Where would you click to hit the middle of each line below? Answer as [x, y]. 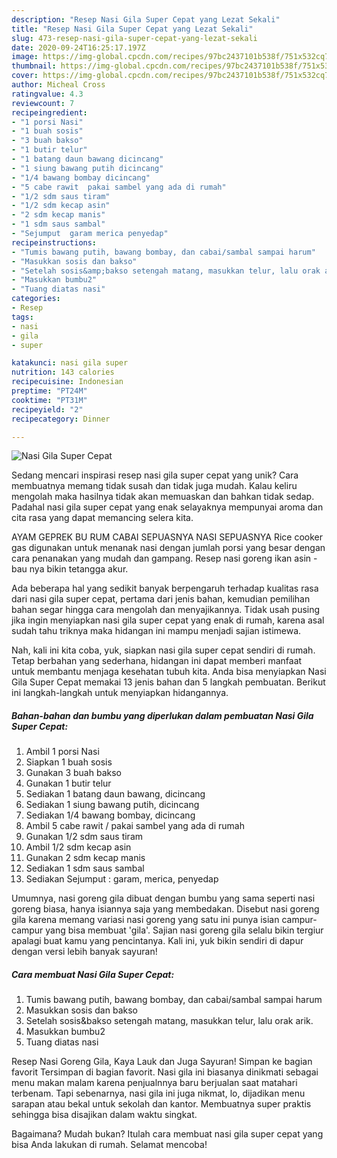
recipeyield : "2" [47, 409]
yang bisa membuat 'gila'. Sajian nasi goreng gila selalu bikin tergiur [184, 930]
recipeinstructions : [54, 242]
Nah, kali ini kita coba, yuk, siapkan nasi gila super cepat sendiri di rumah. [163, 650]
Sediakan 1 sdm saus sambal [85, 868]
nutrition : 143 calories [63, 372]
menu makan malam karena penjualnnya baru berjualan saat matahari [154, 1083]
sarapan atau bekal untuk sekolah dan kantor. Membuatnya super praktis [161, 1104]
